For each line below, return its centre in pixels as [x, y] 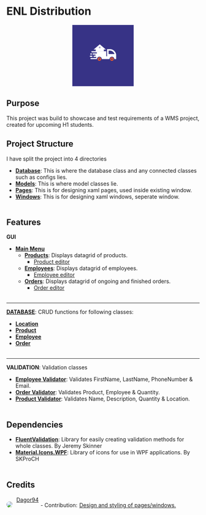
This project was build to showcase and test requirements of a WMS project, [103, 118]
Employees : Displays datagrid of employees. [81, 268]
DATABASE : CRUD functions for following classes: [70, 312]
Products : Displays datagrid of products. [76, 255]
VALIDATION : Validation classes [47, 367]
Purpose [23, 103]
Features [24, 222]
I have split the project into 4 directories [57, 159]
